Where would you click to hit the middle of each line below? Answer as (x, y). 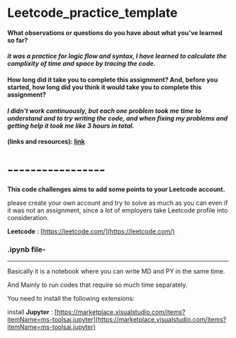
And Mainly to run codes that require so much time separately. (98, 285)
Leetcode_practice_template (92, 13)
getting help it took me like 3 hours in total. (71, 126)
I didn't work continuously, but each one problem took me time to (104, 111)
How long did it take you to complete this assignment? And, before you (113, 79)
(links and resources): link (46, 142)
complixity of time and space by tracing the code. (81, 64)
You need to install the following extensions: (71, 299)
